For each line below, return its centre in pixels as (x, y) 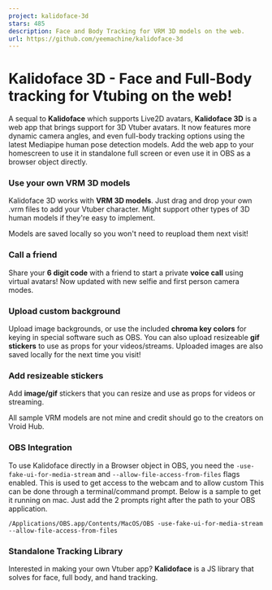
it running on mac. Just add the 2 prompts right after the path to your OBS (132, 500)
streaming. (26, 402)
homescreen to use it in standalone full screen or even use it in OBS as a (130, 153)
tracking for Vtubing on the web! (121, 96)
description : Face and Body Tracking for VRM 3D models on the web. (127, 31)
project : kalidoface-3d (49, 16)
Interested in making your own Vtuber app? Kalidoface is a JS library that (131, 568)
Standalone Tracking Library (66, 551)
